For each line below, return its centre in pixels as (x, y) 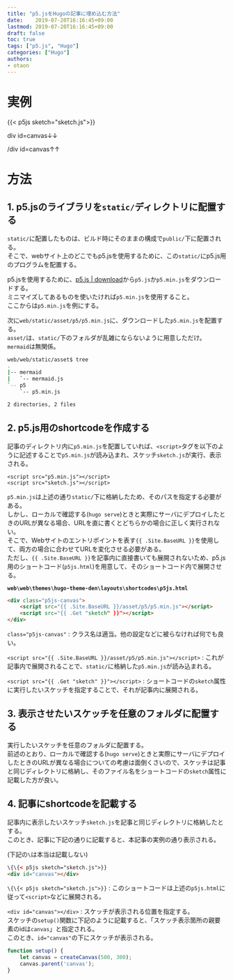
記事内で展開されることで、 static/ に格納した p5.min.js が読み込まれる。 (111, 666)
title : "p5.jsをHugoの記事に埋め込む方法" (64, 14)
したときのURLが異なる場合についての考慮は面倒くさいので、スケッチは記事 (116, 762)
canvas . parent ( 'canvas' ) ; (57, 964)
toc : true (22, 40)
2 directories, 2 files (42, 404)
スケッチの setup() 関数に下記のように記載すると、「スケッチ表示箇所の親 (111, 920)
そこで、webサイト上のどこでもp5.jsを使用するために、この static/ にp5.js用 (117, 256)
